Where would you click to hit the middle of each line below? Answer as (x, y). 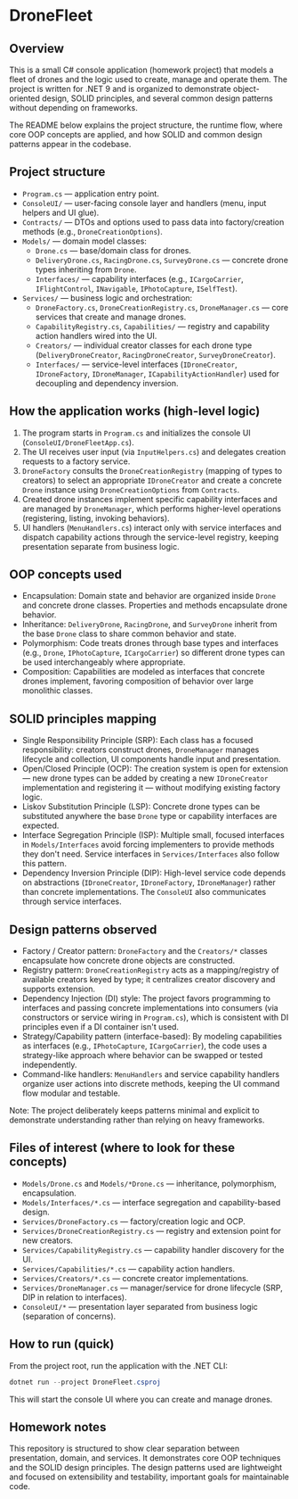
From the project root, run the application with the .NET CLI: (119, 1365)
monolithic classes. (57, 691)
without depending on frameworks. (73, 108)
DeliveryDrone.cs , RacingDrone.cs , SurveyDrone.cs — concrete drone (162, 260)
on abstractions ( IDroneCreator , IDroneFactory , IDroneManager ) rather (149, 882)
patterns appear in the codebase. (70, 144)
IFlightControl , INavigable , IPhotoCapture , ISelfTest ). (137, 288)
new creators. (48, 1240)
